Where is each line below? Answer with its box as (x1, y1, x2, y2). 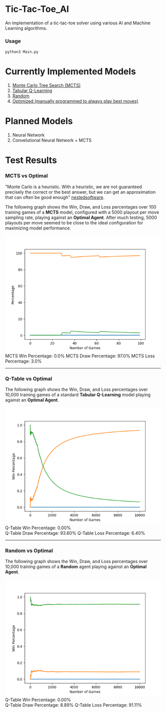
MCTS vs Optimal (5, 172, 48, 179)
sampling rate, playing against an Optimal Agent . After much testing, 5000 (5, 214, 157, 220)
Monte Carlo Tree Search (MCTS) (12, 82, 81, 88)
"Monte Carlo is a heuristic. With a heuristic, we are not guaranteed (5, 184, 142, 190)
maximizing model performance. (5, 225, 71, 231)
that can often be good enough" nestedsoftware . (5, 194, 105, 200)
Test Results (5, 155, 57, 166)
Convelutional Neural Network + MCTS (12, 138, 92, 143)
